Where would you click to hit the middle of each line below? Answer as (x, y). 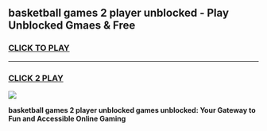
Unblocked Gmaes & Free (72, 26)
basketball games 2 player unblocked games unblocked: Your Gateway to (132, 110)
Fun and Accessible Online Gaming (67, 118)
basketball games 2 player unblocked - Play (118, 13)
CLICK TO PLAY (39, 48)
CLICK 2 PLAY (36, 78)
